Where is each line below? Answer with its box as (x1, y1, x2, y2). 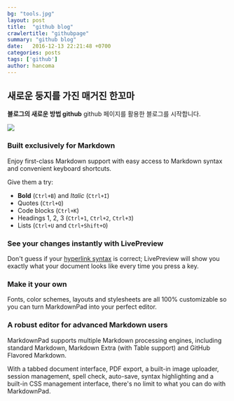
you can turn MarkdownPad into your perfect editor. (7, 302, 158, 311)
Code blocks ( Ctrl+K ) (17, 206, 79, 214)
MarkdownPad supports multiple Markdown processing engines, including (7, 336, 222, 344)
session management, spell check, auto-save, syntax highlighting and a (7, 372, 214, 380)
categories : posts (7, 50, 61, 57)
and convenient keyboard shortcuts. (7, 164, 112, 172)
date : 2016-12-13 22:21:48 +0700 (7, 43, 111, 50)
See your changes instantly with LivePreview (7, 239, 164, 248)
